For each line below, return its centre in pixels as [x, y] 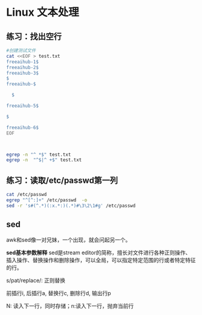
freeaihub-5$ [23, 106]
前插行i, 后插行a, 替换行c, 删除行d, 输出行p [59, 293]
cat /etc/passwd [26, 195]
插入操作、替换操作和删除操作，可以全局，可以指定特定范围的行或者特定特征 [101, 260]
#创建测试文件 [21, 50]
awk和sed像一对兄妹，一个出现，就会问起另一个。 [69, 240]
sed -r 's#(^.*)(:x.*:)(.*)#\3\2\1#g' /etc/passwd [71, 206]
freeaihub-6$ [23, 127]
